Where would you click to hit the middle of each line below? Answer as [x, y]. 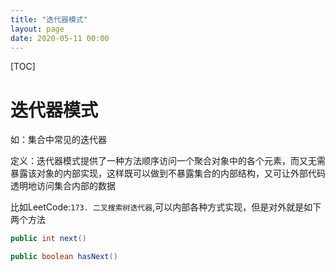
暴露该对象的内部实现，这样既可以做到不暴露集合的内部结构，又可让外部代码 [168, 173]
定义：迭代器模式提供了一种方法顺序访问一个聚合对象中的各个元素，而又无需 [168, 161]
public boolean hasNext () [64, 257]
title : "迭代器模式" [49, 19]
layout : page [37, 29]
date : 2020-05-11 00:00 [60, 38]
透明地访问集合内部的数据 [63, 186]
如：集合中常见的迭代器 [58, 140]
